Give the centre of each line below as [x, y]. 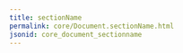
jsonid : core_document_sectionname [76, 34]
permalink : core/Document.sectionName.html [92, 26]
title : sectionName [46, 18]
